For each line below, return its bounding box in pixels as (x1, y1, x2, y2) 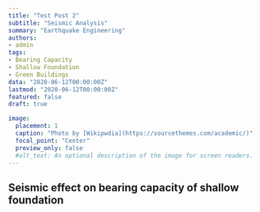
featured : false (8, 93, 62, 101)
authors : (8, 33, 37, 42)
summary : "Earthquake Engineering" (8, 26, 126, 34)
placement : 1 (15, 122, 59, 130)
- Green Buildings (8, 71, 69, 79)
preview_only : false (15, 144, 83, 152)
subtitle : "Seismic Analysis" (8, 19, 109, 27)
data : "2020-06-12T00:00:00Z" (8, 78, 109, 86)
